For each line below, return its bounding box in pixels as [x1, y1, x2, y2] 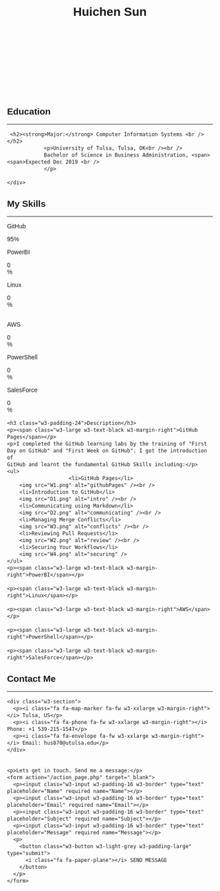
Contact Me [7, 673, 56, 684]
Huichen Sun [73, 5, 147, 19]
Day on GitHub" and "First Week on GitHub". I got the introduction [7, 448, 208, 454]
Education [7, 106, 51, 117]
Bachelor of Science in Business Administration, [43, 152, 189, 159]
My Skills [7, 198, 46, 209]
